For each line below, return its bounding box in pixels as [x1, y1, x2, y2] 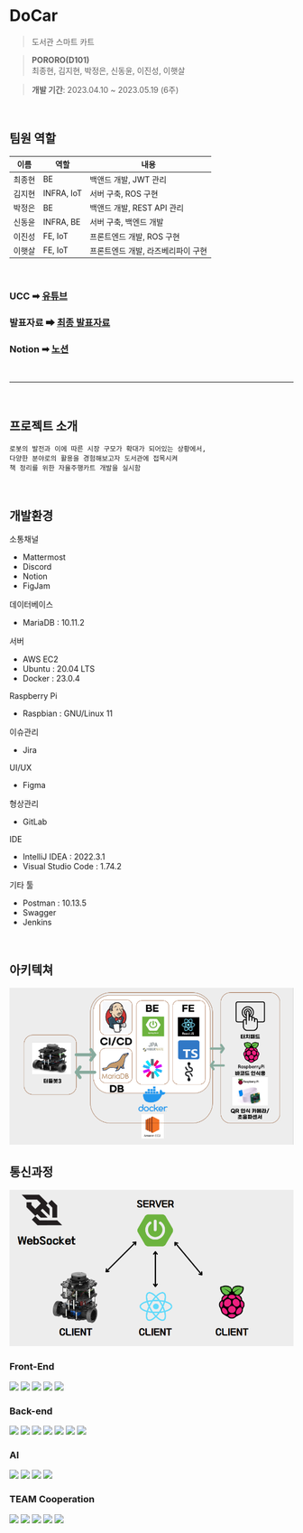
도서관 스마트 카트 [31, 36, 95, 47]
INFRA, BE [42, 216, 81, 227]
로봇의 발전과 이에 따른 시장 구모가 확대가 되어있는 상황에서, [9, 444, 207, 454]
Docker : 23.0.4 [22, 674, 81, 684]
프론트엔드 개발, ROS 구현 [89, 231, 180, 242]
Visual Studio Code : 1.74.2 [22, 861, 122, 872]
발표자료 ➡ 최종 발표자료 [9, 317, 111, 330]
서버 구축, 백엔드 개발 [89, 217, 164, 228]
